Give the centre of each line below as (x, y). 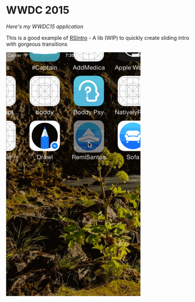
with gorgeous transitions (37, 44)
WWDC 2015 (38, 10)
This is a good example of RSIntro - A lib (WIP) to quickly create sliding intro (97, 38)
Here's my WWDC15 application (45, 26)
